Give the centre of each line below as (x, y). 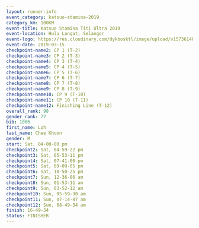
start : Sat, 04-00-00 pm (37, 144)
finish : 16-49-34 (28, 210)
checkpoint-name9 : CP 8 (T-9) (44, 89)
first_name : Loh (26, 128)
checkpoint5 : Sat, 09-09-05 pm (45, 166)
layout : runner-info (32, 12)
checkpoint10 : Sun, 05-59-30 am (46, 194)
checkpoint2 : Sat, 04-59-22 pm (45, 150)
